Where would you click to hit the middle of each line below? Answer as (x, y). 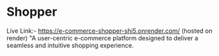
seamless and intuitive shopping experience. (70, 45)
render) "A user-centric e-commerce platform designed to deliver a (103, 38)
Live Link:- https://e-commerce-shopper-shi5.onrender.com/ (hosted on (109, 31)
